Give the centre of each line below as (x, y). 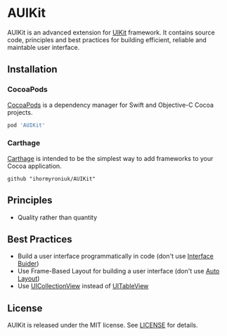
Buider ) (28, 264)
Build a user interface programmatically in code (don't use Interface (116, 256)
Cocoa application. (34, 166)
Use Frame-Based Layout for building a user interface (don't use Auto (118, 271)
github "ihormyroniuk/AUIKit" (52, 179)
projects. (20, 112)
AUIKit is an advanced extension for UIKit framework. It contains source (111, 32)
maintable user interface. (44, 47)
